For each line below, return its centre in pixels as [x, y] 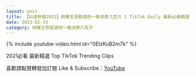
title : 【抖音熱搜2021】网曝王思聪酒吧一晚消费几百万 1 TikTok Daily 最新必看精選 [98, 17]
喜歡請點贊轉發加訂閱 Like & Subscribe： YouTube [66, 68]
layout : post [22, 11]
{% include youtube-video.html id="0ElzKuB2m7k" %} [71, 44]
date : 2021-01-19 [27, 22]
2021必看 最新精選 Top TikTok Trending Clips [60, 56]
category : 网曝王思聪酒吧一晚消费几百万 [50, 27]
